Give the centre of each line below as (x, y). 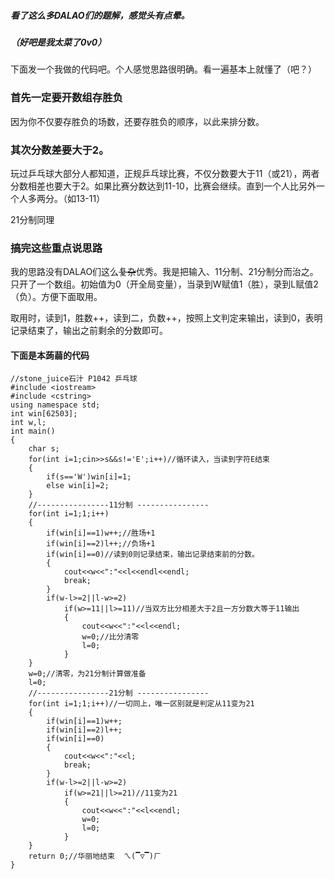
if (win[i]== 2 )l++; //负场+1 (101, 544)
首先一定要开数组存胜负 (66, 98)
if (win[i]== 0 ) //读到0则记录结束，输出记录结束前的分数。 (153, 555)
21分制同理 (32, 219)
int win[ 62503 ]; (44, 414)
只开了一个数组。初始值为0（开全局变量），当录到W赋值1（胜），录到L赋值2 (164, 284)
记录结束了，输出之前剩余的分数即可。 (89, 331)
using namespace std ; (55, 405)
